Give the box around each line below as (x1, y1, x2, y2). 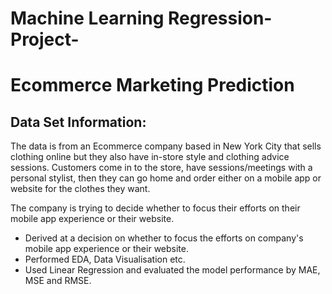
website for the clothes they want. (10, 183, 151, 195)
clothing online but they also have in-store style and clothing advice (10, 151, 290, 163)
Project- (10, 28, 80, 51)
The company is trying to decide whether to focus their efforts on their (10, 202, 301, 214)
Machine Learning (10, 7, 165, 30)
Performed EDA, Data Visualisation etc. (24, 253, 186, 266)
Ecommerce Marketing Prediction (10, 74, 295, 97)
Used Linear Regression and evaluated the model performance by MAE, (24, 264, 321, 276)
